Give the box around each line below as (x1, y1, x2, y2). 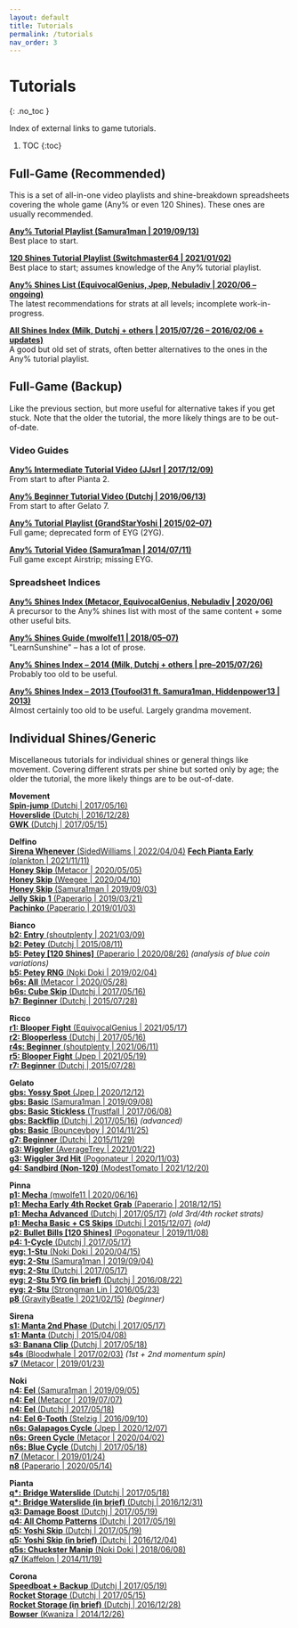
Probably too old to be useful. (9, 669, 118, 680)
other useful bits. (9, 616, 72, 626)
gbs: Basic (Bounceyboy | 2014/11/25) (9, 1125, 149, 1136)
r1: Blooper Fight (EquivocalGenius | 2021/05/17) (9, 1022, 188, 1034)
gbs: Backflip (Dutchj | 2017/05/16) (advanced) (9, 1116, 183, 1126)
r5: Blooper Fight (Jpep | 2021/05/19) (9, 1051, 147, 1061)
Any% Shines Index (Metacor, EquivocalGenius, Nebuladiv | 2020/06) (9, 596, 274, 607)
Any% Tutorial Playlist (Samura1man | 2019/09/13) (9, 226, 200, 236)
